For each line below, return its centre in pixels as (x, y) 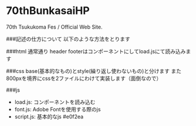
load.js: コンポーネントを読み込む (55, 102)
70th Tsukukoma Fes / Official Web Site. (54, 27)
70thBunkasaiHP (48, 11)
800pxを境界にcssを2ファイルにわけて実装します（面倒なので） (84, 78)
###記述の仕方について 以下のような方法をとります (68, 38)
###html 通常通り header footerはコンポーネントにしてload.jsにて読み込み (96, 51)
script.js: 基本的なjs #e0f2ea (49, 116)
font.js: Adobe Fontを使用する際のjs (58, 109)
